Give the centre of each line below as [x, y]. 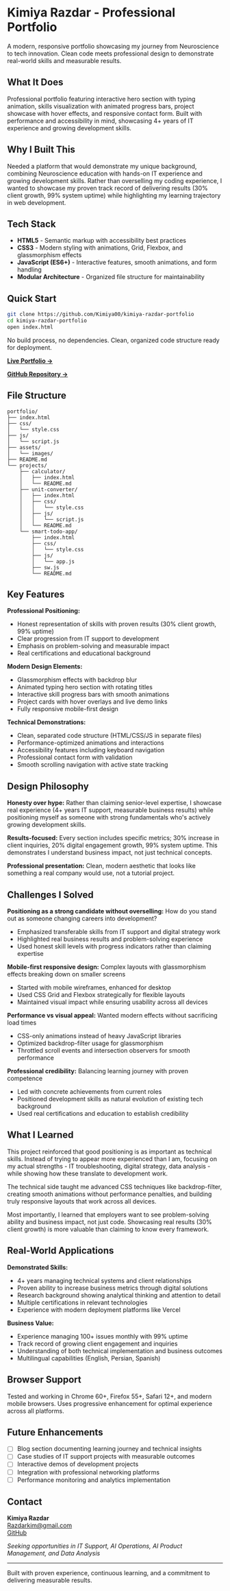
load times [22, 1022]
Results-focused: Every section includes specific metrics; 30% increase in [113, 838]
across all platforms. [36, 1411]
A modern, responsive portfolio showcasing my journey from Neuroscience [113, 46]
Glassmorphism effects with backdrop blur [77, 680]
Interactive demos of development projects [78, 1464]
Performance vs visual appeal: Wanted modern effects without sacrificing [112, 1016]
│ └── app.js [53, 561]
